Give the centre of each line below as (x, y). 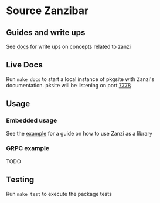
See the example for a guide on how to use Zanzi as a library (79, 133)
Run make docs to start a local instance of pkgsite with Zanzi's (80, 79)
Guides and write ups (46, 33)
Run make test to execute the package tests (59, 194)
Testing (20, 180)
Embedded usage (32, 120)
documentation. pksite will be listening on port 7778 (69, 85)
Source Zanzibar (47, 11)
